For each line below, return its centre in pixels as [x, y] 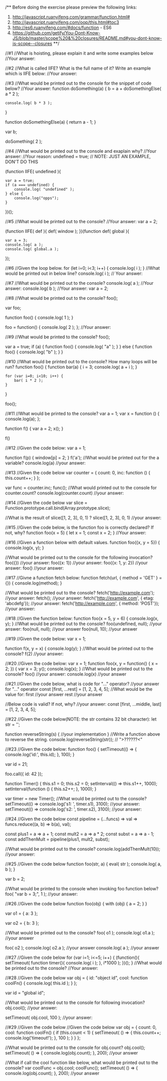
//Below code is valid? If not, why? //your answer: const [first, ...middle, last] [83, 704]
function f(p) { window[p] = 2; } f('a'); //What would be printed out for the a [82, 458]
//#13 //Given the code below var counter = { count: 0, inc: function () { [78, 473]
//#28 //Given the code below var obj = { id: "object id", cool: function [77, 978]
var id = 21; [17, 764]
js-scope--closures [32, 44]
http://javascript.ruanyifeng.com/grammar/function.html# [71, 17]
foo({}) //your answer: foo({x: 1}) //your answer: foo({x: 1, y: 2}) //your [77, 563]
